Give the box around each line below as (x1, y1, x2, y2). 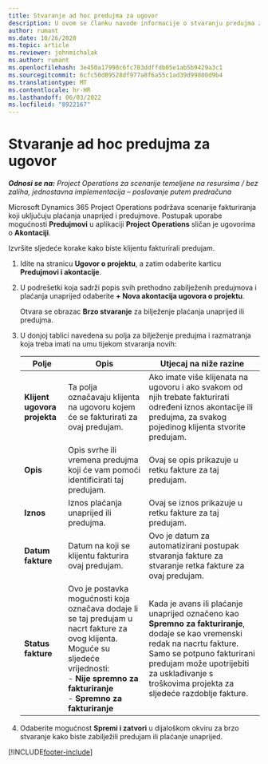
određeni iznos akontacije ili (148, 402, 254, 413)
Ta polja (67, 382, 98, 393)
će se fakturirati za (67, 412, 138, 423)
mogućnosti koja (67, 593, 130, 604)
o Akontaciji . (8, 228, 51, 238)
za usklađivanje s (148, 668, 214, 679)
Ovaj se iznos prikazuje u (148, 497, 243, 509)
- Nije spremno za (67, 673, 139, 684)
